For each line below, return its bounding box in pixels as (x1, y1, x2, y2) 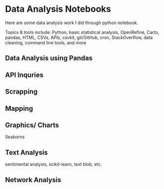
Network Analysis (5, 176, 62, 184)
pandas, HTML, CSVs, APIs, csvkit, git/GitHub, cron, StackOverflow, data (5, 34, 153, 40)
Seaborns (5, 134, 25, 140)
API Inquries (5, 70, 44, 79)
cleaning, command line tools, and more (5, 39, 87, 45)
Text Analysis (5, 148, 48, 157)
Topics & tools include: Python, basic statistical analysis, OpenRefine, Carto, (5, 29, 160, 35)
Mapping (5, 104, 33, 113)
